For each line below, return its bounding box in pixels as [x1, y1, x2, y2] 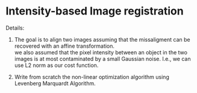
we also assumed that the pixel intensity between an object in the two [14, 48, 188, 56]
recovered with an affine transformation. [14, 42, 115, 50]
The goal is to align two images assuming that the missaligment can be [14, 36, 190, 43]
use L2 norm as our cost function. [14, 62, 99, 69]
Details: [5, 24, 25, 31]
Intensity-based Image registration [5, 4, 184, 18]
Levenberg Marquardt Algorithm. [14, 80, 96, 87]
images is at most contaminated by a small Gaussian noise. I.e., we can [14, 55, 191, 62]
